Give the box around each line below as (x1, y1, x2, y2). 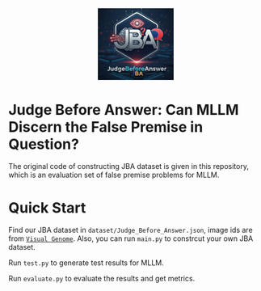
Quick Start (8, 198, 86, 217)
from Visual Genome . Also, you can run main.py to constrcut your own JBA (8, 234, 254, 243)
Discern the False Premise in (8, 117, 204, 136)
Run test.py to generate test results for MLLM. (8, 258, 164, 268)
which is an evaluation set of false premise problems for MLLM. (8, 170, 220, 180)
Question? (8, 135, 79, 153)
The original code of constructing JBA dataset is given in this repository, (8, 162, 249, 171)
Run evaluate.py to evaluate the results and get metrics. (8, 274, 196, 284)
